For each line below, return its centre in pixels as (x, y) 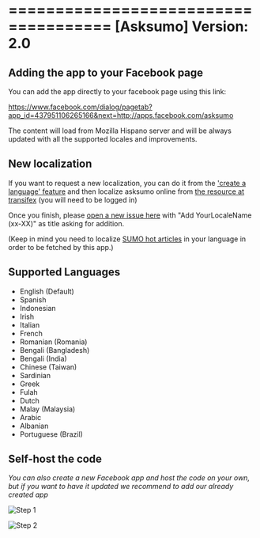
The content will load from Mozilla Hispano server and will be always (120, 131)
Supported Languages (64, 273)
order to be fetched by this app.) (61, 247)
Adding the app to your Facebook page (106, 72)
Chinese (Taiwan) (48, 367)
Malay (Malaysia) (47, 409)
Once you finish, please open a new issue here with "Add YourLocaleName (130, 215)
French (31, 333)
